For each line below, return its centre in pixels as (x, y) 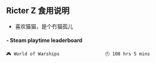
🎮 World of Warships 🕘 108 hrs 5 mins (78, 54)
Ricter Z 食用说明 (38, 11)
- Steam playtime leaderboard (44, 40)
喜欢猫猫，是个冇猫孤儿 (44, 26)
